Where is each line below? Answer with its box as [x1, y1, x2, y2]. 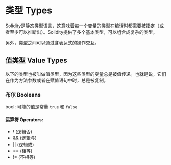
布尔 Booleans [5, 91, 41, 98]
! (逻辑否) [12, 129, 32, 135]
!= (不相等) [12, 154, 36, 160]
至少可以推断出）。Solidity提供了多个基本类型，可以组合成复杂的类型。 [9, 29, 157, 35]
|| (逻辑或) [12, 142, 34, 148]
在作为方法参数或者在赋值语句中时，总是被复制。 [5, 77, 108, 83]
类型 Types [5, 5, 53, 16]
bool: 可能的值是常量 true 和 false [5, 104, 78, 110]
